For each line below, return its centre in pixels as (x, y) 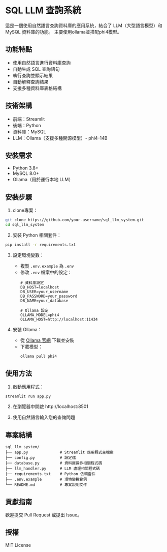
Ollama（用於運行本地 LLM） (43, 180)
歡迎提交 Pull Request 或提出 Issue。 (44, 515)
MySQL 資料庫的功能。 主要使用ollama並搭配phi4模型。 (63, 32)
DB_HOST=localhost (40, 287)
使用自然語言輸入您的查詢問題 (44, 417)
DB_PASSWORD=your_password (49, 296)
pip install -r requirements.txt (41, 245)
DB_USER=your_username (44, 292)
